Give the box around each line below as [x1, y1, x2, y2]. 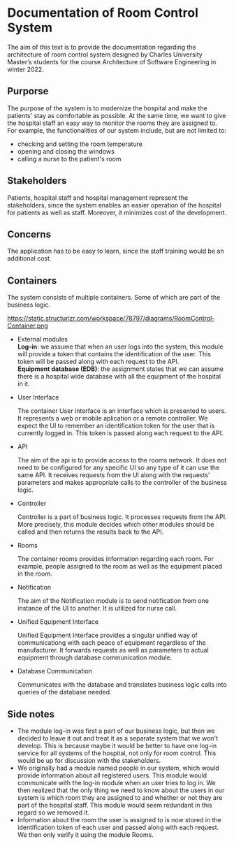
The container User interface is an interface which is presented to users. [17, 407, 226, 415]
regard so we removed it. [17, 808, 89, 817]
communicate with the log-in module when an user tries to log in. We [17, 779, 217, 787]
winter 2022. [7, 65, 44, 73]
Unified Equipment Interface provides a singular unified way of [17, 631, 198, 640]
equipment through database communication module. [17, 653, 173, 662]
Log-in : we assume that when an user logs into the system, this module [17, 342, 224, 351]
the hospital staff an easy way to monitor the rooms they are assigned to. [7, 119, 218, 127]
